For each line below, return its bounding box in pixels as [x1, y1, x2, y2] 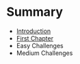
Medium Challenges [16, 49, 73, 57]
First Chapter [16, 34, 54, 42]
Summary [6, 4, 63, 20]
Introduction [16, 27, 51, 35]
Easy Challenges [16, 41, 64, 50]
